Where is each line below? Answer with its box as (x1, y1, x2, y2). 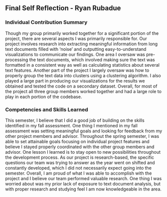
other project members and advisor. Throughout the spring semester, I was (5, 133, 160, 139)
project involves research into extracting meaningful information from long (5, 41, 158, 47)
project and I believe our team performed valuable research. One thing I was (5, 175, 162, 181)
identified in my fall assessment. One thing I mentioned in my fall (5, 122, 138, 128)
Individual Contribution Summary (5, 19, 88, 26)
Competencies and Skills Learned (5, 106, 88, 113)
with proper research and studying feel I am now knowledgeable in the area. (5, 186, 162, 192)
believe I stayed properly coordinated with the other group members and (5, 144, 155, 150)
